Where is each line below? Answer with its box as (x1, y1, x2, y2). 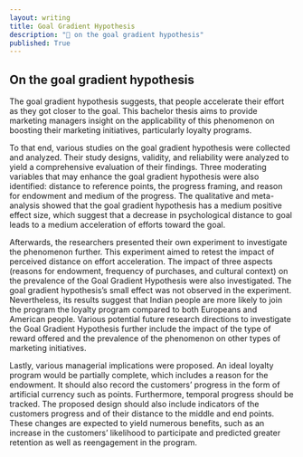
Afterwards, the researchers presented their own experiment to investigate (9, 237, 288, 248)
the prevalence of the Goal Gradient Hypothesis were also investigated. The (9, 275, 292, 286)
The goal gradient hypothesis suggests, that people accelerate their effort (9, 96, 285, 107)
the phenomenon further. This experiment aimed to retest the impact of (9, 246, 275, 258)
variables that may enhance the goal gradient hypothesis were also (9, 171, 260, 182)
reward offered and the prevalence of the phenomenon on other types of (9, 333, 281, 344)
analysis (9, 200, 41, 211)
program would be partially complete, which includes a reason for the (9, 370, 269, 381)
